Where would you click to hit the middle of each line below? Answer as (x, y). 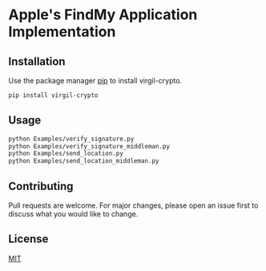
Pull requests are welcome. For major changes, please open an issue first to (133, 205)
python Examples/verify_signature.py (71, 139)
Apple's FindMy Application (103, 15)
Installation (37, 61)
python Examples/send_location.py (66, 154)
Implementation (62, 32)
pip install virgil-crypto (53, 95)
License (28, 239)
